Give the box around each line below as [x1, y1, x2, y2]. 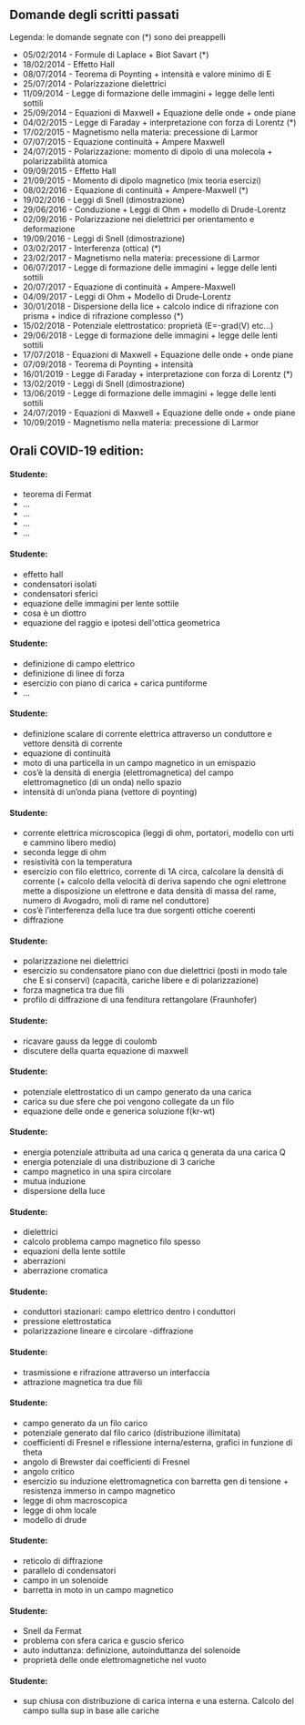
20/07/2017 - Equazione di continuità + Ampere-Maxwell [22, 281, 236, 292]
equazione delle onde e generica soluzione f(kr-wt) [22, 1106, 216, 1117]
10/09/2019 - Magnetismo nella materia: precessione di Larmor [22, 416, 259, 427]
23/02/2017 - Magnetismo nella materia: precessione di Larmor [22, 252, 260, 263]
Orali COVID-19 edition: [9, 444, 144, 459]
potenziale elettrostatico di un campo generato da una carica [22, 1086, 252, 1097]
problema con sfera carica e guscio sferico [22, 1635, 185, 1647]
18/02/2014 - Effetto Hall [22, 58, 116, 69]
